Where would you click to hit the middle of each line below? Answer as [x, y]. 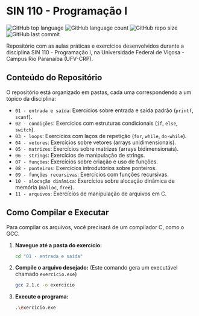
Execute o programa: [42, 297]
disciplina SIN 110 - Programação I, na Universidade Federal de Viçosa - [96, 52]
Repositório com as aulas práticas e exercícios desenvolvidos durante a [95, 46]
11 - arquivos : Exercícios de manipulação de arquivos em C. [91, 194]
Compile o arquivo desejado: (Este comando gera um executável [96, 268]
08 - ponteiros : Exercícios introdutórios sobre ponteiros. [86, 168]
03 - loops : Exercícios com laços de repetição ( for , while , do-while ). [101, 136]
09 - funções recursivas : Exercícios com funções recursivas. [92, 174]
